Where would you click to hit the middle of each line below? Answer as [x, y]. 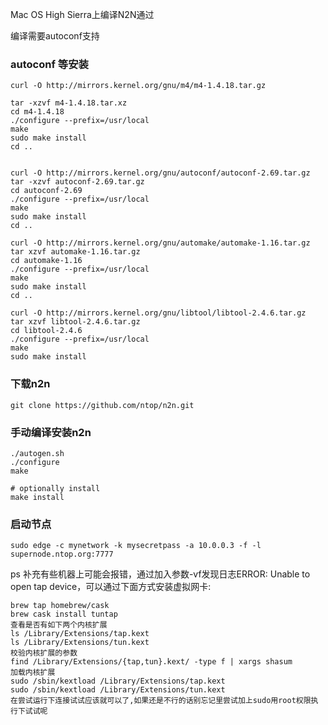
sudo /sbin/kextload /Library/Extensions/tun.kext [118, 690]
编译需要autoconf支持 [55, 36]
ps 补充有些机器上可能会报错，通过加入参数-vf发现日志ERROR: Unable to [160, 574]
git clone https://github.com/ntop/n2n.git [102, 405]
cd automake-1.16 [46, 261]
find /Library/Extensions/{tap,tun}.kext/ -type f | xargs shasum [151, 662]
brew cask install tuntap [64, 614]
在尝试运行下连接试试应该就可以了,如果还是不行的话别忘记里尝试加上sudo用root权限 [161, 701]
